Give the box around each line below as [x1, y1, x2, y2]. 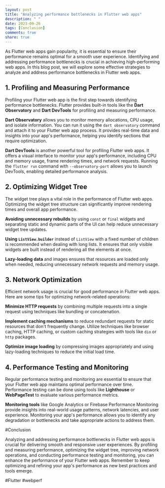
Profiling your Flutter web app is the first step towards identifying [5, 97, 137, 103]
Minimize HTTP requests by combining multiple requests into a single [5, 303, 148, 309]
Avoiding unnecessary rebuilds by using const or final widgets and [5, 216, 145, 222]
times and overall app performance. [5, 206, 78, 212]
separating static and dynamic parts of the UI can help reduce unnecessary [5, 221, 159, 227]
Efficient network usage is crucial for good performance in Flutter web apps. [5, 288, 160, 294]
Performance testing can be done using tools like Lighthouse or [5, 387, 135, 393]
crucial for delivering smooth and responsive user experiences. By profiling [5, 442, 158, 447]
